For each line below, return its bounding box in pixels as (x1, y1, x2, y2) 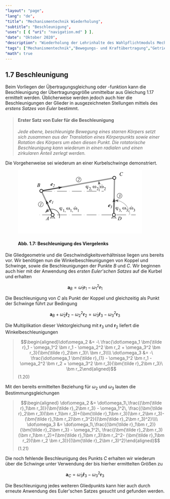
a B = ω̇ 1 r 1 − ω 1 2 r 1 (67, 283, 103, 291)
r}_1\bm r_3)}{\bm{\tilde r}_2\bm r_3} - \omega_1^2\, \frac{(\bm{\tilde (20, 405, 163, 411)
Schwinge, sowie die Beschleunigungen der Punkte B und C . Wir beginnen (5, 262, 161, 269)
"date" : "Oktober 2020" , (5, 35, 58, 40)
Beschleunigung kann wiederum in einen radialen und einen (17, 145, 143, 151)
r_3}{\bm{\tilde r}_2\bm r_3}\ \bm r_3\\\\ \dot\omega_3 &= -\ (29, 349, 153, 355)
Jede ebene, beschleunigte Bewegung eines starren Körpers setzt (17, 128, 156, 135)
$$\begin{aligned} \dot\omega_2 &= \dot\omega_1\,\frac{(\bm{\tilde (21, 400, 162, 406)
